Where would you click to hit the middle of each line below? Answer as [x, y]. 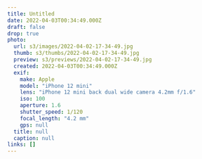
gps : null [34, 125]
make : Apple [37, 79]
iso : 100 [33, 99]
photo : [17, 40]
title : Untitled [31, 14]
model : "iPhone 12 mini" [56, 86]
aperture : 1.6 [40, 106]
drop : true [23, 33]
